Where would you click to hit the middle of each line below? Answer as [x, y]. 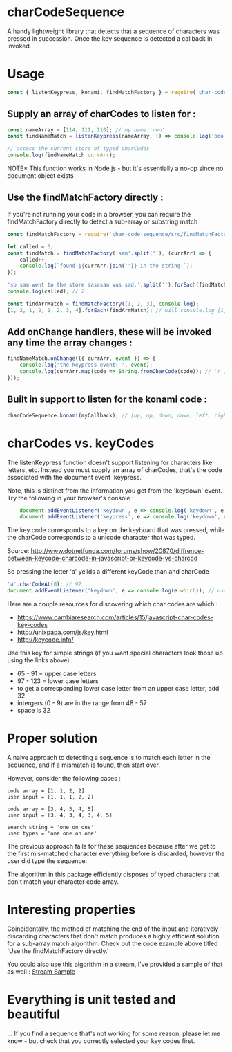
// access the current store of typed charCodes [78, 149]
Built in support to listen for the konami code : [107, 400]
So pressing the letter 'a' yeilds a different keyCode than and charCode [108, 572]
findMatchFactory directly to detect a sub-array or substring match [103, 221]
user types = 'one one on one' [52, 833]
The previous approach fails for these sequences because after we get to [112, 846]
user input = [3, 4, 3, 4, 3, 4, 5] [60, 815]
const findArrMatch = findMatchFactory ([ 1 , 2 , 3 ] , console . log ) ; [103, 304]
